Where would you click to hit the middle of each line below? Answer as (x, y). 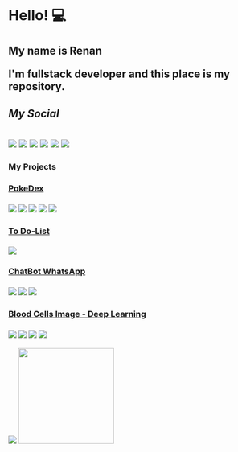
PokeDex (26, 188)
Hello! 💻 (37, 16)
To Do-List (29, 231)
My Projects (32, 166)
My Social (34, 113)
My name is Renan (55, 50)
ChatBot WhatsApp (47, 272)
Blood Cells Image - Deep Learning (77, 314)
